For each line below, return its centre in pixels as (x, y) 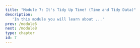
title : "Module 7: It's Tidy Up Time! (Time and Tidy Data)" (71, 10)
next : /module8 (21, 28)
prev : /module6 (21, 24)
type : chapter (20, 33)
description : (19, 14)
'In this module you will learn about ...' (58, 19)
